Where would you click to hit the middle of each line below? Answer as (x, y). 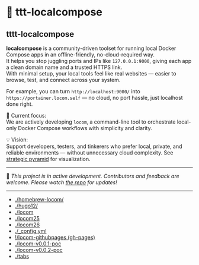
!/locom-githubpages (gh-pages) (55, 237)
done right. (20, 104)
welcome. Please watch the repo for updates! (62, 182)
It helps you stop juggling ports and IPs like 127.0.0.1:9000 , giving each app (99, 61)
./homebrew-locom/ (39, 199)
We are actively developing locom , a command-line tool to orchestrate (91, 122)
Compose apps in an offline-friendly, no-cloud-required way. (81, 55)
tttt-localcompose (40, 34)
